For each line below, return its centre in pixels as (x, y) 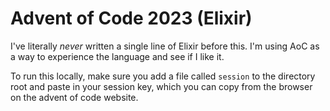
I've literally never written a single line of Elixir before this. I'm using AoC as (165, 46)
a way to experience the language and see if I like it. (117, 56)
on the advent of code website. (74, 97)
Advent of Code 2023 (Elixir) (131, 18)
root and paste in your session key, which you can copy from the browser (161, 86)
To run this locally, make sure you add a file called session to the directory (163, 76)
